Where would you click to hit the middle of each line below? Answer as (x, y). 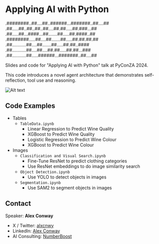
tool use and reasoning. (52, 80)
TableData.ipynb (37, 124)
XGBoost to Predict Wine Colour (61, 145)
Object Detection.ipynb (45, 172)
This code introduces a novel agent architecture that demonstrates (74, 75)
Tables (19, 118)
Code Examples (30, 106)
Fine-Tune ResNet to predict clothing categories (77, 161)
